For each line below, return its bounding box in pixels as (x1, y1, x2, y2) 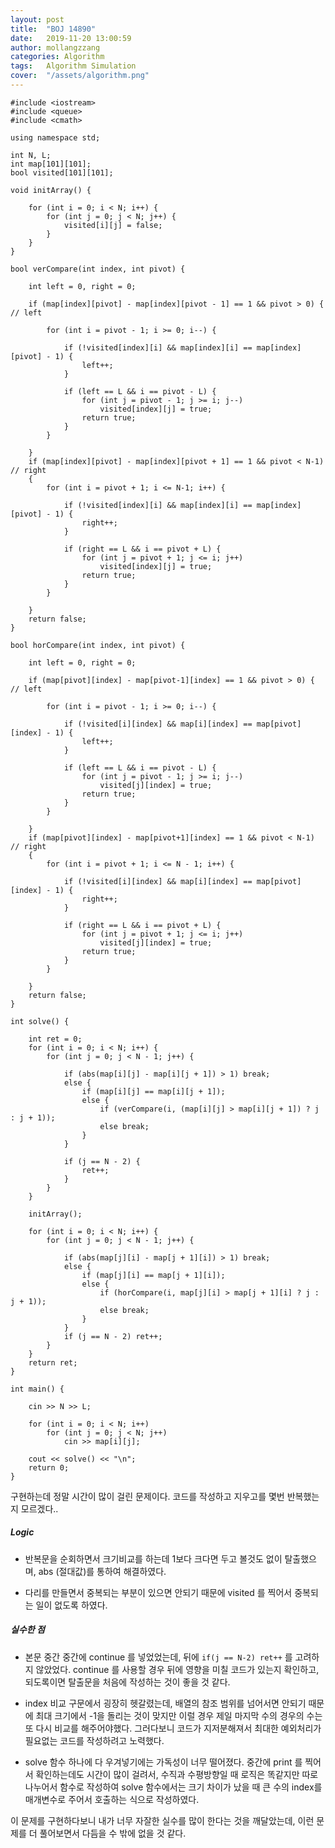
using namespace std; (10, 132, 101, 143)
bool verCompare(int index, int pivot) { (10, 264, 186, 274)
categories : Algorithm (10, 52, 105, 62)
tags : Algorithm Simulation (10, 61, 137, 71)
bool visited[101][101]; (10, 167, 114, 178)
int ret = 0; (28, 1034, 83, 1044)
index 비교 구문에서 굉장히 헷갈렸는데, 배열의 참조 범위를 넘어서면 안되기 (24, 1697, 307, 1709)
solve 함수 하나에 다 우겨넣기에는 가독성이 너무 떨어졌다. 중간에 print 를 (24, 1756, 303, 1768)
